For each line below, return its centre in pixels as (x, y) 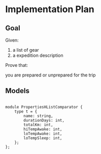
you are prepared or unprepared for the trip (50, 75)
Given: (12, 40)
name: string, (38, 116)
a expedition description (38, 55)
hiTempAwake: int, (43, 129)
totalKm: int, (38, 125)
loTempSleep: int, (43, 138)
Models (17, 91)
